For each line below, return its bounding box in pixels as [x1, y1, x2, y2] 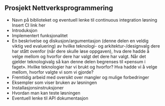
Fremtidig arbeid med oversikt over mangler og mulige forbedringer [11, 74, 149, 80]
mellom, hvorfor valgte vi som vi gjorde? [11, 69, 94, 75]
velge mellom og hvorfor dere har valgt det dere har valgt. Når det [11, 53, 146, 59]
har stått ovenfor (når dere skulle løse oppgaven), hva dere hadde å [11, 48, 150, 54]
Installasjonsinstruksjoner [11, 84, 64, 90]
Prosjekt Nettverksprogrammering [4, 4, 113, 12]
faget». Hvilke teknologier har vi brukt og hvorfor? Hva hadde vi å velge [11, 64, 158, 70]
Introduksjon [11, 27, 38, 33]
